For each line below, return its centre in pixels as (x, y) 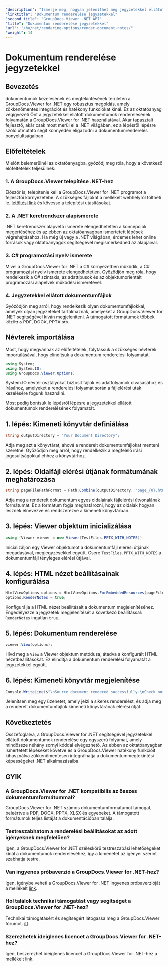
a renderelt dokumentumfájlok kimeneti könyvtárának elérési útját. (74, 707)
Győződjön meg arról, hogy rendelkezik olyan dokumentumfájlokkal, (76, 306)
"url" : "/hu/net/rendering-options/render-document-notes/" (70, 28)
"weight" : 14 (19, 33)
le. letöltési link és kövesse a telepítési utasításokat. (59, 203)
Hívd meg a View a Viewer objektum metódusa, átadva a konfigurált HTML (82, 654)
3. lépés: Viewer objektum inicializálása (69, 526)
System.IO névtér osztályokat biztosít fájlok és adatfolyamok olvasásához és (84, 383)
